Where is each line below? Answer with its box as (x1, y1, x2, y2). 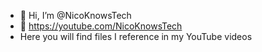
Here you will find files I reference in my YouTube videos (19, 31, 253, 42)
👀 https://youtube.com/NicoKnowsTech (19, 20, 183, 32)
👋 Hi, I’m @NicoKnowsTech (19, 10, 132, 21)
